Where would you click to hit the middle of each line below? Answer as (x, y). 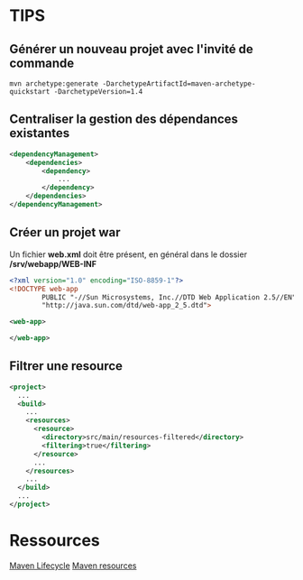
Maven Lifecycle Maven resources (73, 566)
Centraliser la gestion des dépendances (124, 120)
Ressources (55, 541)
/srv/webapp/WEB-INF (53, 263)
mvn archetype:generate (54, 84)
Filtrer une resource (66, 366)
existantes (40, 133)
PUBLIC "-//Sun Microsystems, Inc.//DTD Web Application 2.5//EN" (169, 297)
